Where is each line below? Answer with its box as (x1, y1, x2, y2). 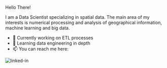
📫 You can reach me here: (12, 46, 69, 52)
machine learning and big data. (5, 25, 70, 31)
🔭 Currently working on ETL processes (12, 35, 94, 41)
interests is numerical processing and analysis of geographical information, (5, 20, 162, 25)
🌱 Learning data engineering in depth (12, 40, 91, 46)
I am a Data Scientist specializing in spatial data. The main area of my (5, 14, 150, 20)
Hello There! (5, 5, 31, 10)
